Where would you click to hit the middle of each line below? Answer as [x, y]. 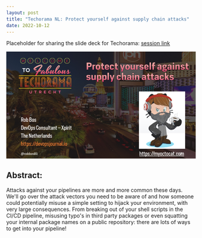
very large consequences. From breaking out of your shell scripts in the [95, 209]
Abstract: [24, 176]
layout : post [23, 13]
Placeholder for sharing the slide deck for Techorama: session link [88, 43]
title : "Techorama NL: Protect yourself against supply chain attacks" [98, 19]
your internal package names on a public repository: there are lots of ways [98, 222]
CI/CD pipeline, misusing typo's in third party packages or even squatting [97, 215]
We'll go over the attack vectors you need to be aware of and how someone [100, 196]
